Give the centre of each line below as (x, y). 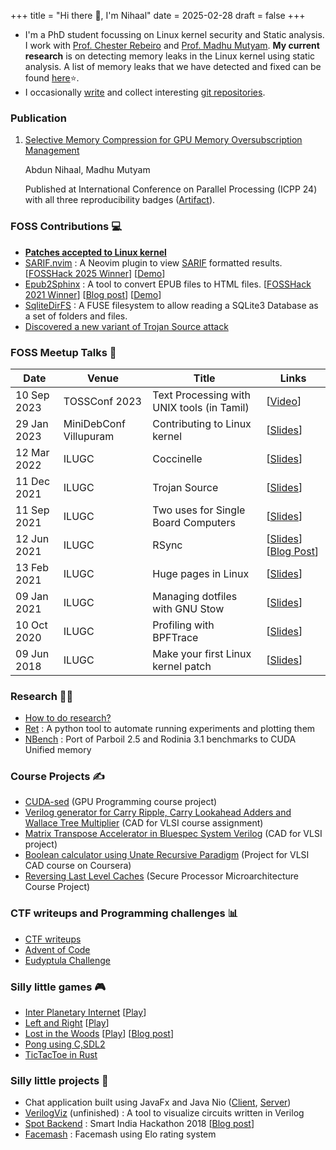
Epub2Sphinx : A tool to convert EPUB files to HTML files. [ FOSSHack (168, 284)
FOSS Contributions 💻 (66, 227)
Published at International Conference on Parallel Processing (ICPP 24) (171, 189)
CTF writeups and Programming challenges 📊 (124, 913)
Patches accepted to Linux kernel (95, 252)
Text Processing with (202, 395)
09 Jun (32, 653)
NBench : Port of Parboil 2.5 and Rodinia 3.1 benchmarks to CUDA (160, 739)
